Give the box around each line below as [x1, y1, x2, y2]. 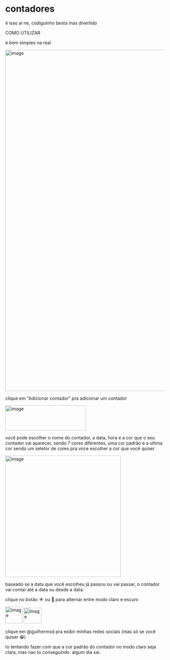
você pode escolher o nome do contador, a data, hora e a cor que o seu [5, 434, 155, 440]
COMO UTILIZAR [5, 29, 40, 36]
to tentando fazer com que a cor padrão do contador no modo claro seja [5, 644, 156, 650]
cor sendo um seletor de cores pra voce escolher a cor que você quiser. [5, 445, 156, 452]
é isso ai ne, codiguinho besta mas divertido [5, 20, 97, 26]
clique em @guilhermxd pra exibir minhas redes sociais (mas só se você [5, 628, 156, 635]
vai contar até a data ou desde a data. [5, 586, 84, 592]
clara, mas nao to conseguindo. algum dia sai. [5, 649, 101, 655]
